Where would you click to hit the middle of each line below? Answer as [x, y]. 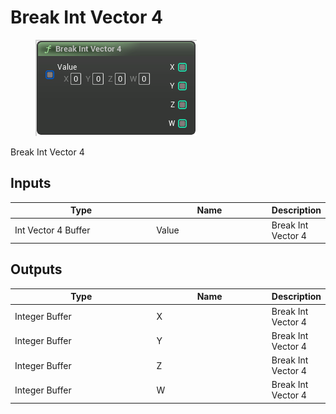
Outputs [36, 269]
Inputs [31, 183]
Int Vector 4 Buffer [52, 230]
